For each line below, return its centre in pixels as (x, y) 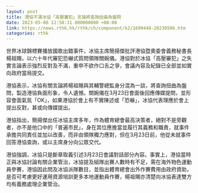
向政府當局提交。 (27, 73)
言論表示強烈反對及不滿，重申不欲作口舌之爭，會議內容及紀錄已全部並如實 (101, 66)
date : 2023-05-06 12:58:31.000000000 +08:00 (62, 22)
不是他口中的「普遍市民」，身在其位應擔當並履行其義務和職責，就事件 (105, 128)
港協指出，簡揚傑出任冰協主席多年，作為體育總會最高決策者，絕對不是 (91, 120)
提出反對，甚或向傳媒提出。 (40, 108)
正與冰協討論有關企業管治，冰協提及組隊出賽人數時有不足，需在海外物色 (94, 162)
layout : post (22, 11)
